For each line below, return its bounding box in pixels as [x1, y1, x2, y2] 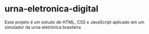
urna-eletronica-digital [4, 3, 98, 14]
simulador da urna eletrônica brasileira [4, 24, 81, 30]
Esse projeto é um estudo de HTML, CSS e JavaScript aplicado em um [4, 19, 145, 25]
